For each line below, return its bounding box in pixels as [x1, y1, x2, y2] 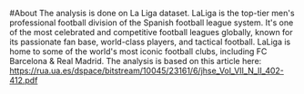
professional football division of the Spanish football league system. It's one [9, 17, 294, 28]
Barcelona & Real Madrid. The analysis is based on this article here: [9, 56, 262, 66]
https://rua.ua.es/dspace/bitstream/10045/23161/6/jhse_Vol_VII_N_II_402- [9, 65, 285, 76]
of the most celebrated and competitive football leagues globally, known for [9, 27, 293, 37]
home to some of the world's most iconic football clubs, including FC [9, 46, 268, 57]
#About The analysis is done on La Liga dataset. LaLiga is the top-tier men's [9, 8, 295, 18]
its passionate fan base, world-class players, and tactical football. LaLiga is [9, 36, 291, 47]
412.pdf [9, 75, 38, 85]
